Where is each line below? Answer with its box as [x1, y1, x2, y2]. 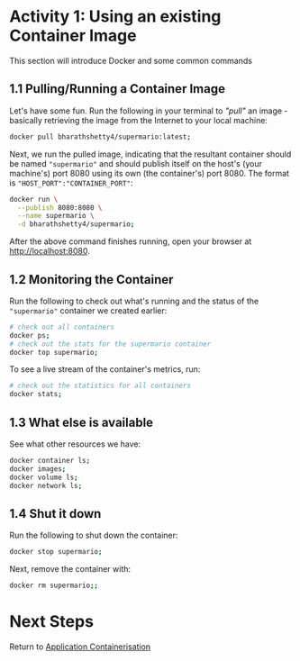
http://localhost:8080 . [9, 246, 90, 257]
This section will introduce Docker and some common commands [9, 55, 252, 66]
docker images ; [9, 464, 67, 474]
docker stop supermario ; [9, 548, 103, 557]
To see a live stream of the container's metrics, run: [9, 364, 201, 375]
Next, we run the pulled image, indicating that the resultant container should [9, 149, 292, 159]
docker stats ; [9, 390, 63, 399]
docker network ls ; [9, 481, 83, 490]
